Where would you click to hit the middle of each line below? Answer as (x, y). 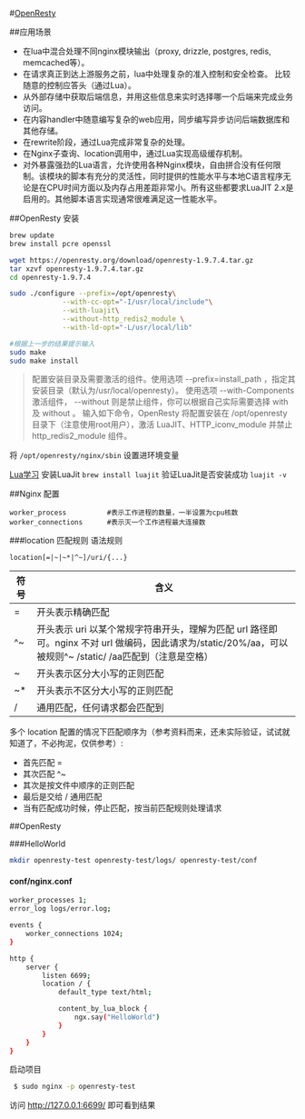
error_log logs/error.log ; (60, 909)
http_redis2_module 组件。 (82, 436)
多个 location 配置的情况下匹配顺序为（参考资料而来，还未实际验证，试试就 (150, 732)
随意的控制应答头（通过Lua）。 (79, 85)
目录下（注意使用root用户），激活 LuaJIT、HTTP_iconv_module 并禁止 (162, 425)
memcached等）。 (56, 62)
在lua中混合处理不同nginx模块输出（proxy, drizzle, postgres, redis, (147, 51)
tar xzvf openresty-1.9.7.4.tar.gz (77, 269)
